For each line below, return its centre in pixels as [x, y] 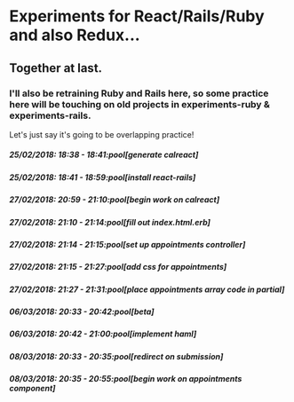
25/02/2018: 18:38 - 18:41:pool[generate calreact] [104, 155]
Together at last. [56, 68]
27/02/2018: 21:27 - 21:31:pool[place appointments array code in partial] [147, 289]
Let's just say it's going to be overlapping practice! [102, 134]
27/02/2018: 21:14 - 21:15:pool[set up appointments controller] [127, 244]
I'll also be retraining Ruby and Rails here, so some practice [139, 93]
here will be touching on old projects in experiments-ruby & [140, 104]
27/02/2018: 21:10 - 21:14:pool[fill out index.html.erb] [110, 222]
